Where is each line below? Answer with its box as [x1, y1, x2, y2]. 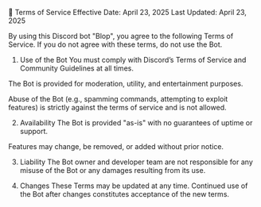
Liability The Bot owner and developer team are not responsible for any [19, 157, 253, 167]
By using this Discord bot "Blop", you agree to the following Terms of [8, 32, 234, 40]
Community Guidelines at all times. [19, 63, 134, 73]
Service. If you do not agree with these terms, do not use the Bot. [8, 40, 223, 49]
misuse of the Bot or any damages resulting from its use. [19, 166, 206, 174]
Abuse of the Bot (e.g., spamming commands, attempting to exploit [8, 94, 228, 103]
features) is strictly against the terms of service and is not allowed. [8, 103, 227, 112]
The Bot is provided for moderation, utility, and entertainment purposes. [8, 79, 243, 88]
